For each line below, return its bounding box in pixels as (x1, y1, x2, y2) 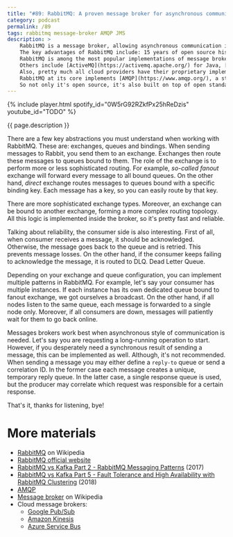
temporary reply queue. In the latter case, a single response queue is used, (7, 373, 222, 381)
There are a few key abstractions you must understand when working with (7, 135, 220, 143)
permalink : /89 (7, 23, 51, 30)
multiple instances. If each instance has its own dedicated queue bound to (7, 286, 220, 294)
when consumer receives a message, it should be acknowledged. (7, 236, 195, 244)
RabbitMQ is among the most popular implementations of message (19, 56, 209, 63)
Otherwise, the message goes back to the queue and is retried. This (7, 242, 201, 251)
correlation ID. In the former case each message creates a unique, (7, 365, 196, 374)
